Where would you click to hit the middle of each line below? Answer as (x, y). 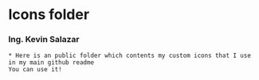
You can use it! (35, 70)
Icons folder (49, 15)
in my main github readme (51, 63)
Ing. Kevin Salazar (44, 40)
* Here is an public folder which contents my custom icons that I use (129, 56)
